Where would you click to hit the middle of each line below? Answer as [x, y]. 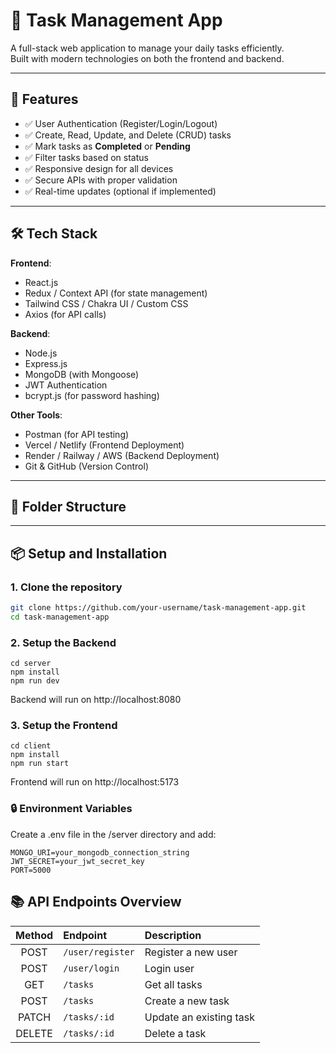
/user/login [91, 968]
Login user [169, 968]
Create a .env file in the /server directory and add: [113, 834]
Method [34, 935]
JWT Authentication [66, 385]
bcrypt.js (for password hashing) [92, 395]
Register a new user [191, 952]
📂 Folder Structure [68, 506]
